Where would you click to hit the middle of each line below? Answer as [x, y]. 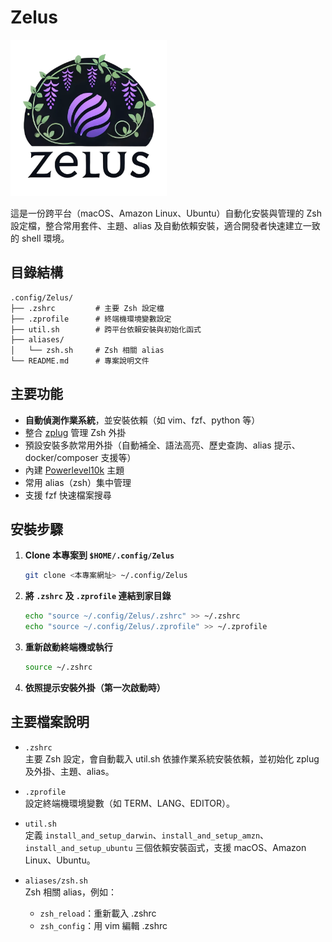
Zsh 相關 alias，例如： [71, 892]
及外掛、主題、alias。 [69, 771]
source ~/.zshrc [58, 667]
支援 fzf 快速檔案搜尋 [68, 495]
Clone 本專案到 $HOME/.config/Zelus [99, 555]
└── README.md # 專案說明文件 [80, 361]
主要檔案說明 [50, 722]
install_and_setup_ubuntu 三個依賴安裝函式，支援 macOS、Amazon [165, 847]
